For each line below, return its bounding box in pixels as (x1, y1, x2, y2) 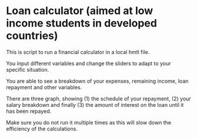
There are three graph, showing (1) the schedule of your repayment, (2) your (6, 95, 191, 102)
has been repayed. (6, 107, 52, 115)
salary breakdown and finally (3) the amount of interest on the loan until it (6, 101, 184, 108)
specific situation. (6, 66, 49, 73)
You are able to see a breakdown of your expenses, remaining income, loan (6, 78, 189, 85)
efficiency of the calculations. (6, 125, 78, 132)
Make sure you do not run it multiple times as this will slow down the (6, 119, 172, 126)
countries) (6, 29, 58, 42)
